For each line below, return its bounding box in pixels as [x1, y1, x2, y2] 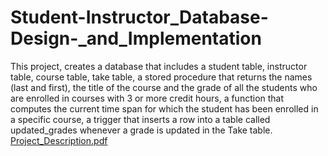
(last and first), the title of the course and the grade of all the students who [10, 81, 318, 93]
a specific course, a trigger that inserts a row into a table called [10, 113, 271, 125]
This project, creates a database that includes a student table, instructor [10, 60, 308, 72]
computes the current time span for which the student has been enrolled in [10, 102, 319, 115]
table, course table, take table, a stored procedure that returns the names [10, 71, 313, 83]
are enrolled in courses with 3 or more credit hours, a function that [10, 92, 285, 104]
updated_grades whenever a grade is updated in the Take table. [10, 124, 273, 136]
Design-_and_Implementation [10, 27, 262, 50]
